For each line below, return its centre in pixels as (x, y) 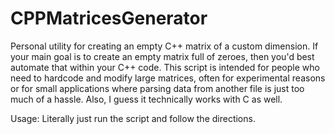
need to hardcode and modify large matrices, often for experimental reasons (168, 78)
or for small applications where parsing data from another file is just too (157, 88)
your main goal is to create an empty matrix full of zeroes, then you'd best (162, 56)
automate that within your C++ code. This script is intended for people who (165, 67)
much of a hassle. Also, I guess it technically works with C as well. (146, 99)
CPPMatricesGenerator (109, 18)
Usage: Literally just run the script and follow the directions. (133, 118)
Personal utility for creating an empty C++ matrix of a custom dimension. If (164, 46)
